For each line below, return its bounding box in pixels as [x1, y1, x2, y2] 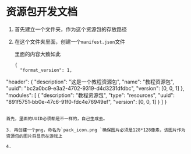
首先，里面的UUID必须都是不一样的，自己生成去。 [6, 116, 108, 121]
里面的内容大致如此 [14, 50, 61, 57]
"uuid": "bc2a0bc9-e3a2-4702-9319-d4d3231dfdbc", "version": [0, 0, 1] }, [6, 85, 185, 92]
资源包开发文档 [6, 5, 78, 19]
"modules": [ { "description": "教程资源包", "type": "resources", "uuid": [6, 92, 175, 99]
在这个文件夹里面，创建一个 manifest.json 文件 [14, 38, 125, 45]
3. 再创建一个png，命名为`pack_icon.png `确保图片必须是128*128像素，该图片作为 [6, 127, 186, 133]
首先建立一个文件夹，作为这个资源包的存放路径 [14, 26, 127, 33]
